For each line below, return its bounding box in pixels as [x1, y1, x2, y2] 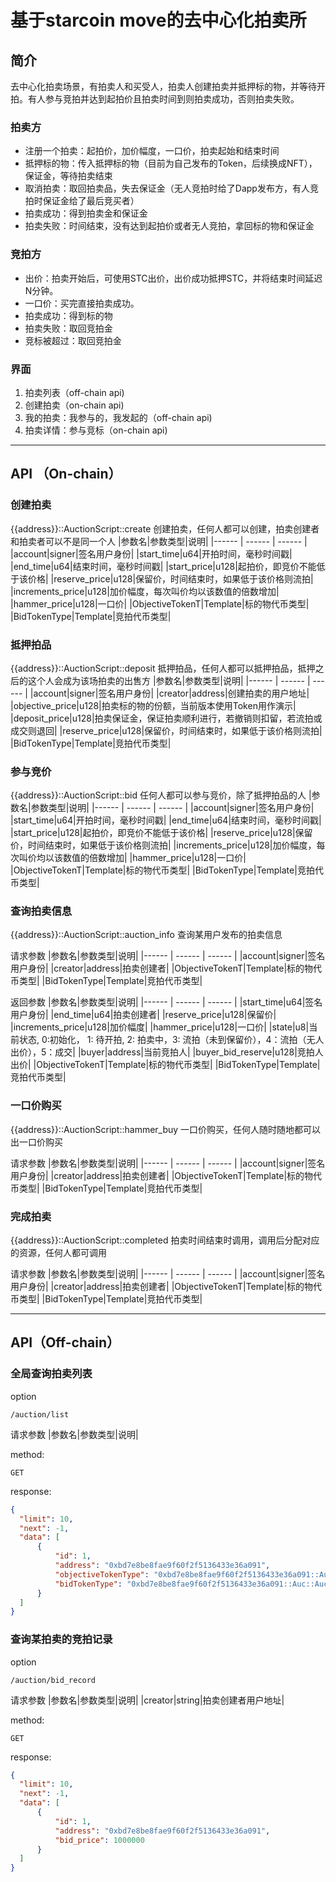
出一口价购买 [10, 1136, 63, 1148]
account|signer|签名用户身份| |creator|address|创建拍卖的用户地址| [33, 687, 310, 699]
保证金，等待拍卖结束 [24, 170, 113, 182]
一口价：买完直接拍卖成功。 [24, 297, 140, 309]
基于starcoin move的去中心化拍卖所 [10, 9, 307, 32]
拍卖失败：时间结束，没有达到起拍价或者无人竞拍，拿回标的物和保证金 [24, 220, 315, 232]
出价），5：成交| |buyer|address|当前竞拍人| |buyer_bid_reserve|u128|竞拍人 [10, 1046, 324, 1058]
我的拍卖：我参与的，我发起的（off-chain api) [24, 411, 213, 423]
